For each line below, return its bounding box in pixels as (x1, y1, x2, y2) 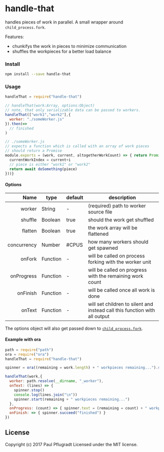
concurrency (7, 241, 37, 248)
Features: (5, 34, 24, 40)
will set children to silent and (87, 301, 153, 307)
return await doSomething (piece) (9, 167, 78, 172)
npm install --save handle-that (5, 72, 71, 77)
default (66, 194, 83, 201)
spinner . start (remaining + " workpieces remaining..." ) (14, 397, 130, 402)
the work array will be (87, 224, 138, 231)
